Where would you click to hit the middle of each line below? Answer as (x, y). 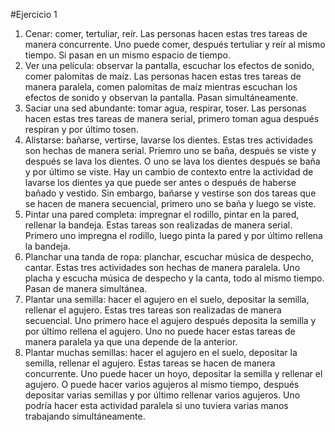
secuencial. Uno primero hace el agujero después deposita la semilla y (170, 320)
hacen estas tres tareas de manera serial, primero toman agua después (172, 118)
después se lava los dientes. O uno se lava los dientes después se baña (172, 161)
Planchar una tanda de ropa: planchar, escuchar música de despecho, (169, 257)
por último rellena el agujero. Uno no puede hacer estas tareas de (160, 331)
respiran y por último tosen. (81, 129)
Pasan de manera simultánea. (86, 288)
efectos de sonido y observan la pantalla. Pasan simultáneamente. (161, 97)
